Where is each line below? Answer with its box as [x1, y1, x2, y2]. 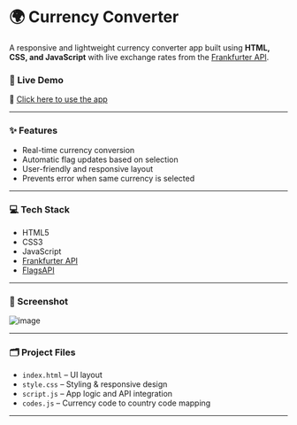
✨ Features [9, 125, 58, 137]
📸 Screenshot [9, 295, 69, 307]
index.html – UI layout [21, 369, 103, 381]
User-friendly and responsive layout [21, 163, 154, 174]
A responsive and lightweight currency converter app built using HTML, [9, 42, 270, 53]
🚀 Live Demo [9, 73, 64, 86]
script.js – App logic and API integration [21, 389, 173, 399]
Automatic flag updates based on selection [21, 154, 179, 165]
